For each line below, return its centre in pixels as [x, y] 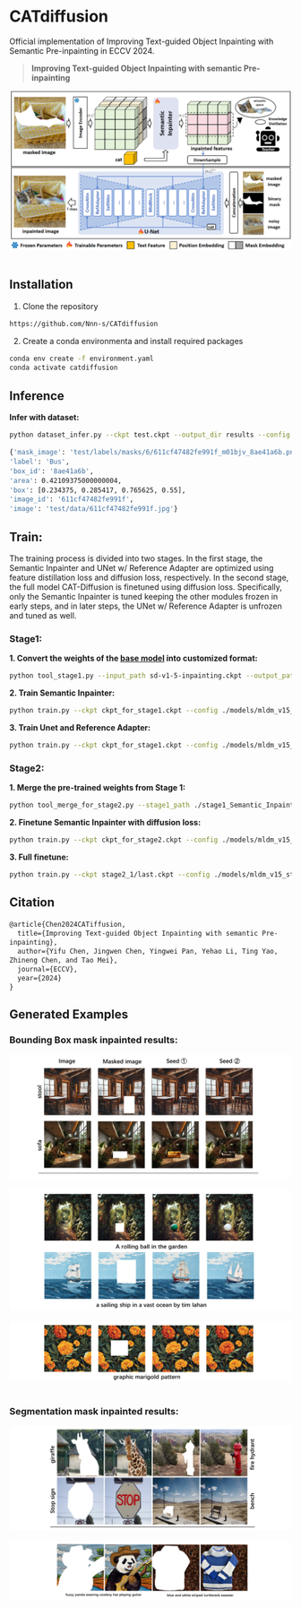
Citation [32, 903]
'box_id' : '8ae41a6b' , [52, 471]
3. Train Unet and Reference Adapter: [80, 728]
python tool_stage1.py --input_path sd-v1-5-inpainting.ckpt [126, 676]
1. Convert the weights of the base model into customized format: [133, 658]
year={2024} [40, 978]
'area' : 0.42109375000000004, [66, 480]
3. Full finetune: [39, 857]
